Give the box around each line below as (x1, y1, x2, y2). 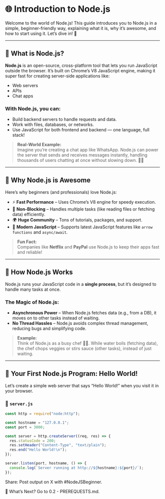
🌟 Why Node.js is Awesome (5, 176, 91, 185)
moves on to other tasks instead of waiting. (12, 315, 100, 321)
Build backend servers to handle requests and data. (12, 117, 117, 123)
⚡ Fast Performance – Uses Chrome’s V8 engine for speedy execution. (12, 199, 156, 205)
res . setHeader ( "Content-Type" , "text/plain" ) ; (9, 443, 107, 448)
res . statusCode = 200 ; (9, 438, 56, 443)
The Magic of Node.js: (5, 299, 59, 306)
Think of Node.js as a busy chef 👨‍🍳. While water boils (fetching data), (17, 340, 158, 346)
